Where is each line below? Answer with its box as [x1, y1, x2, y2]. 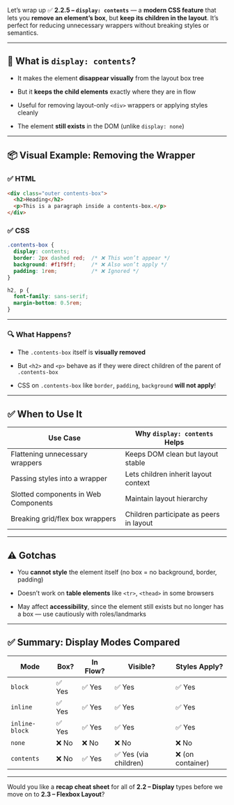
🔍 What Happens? [7, 330, 72, 339]
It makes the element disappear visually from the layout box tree [17, 73, 204, 82]
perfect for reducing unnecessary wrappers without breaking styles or [7, 21, 210, 29]
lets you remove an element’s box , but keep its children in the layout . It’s [7, 14, 219, 22]
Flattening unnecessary [10, 450, 88, 459]
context [125, 478, 150, 488]
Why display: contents [134, 429, 214, 438]
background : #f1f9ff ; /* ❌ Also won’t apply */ [13, 261, 168, 268]
